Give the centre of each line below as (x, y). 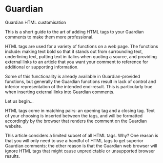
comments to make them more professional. (49, 37)
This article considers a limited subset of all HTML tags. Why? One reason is (82, 135)
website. (14, 126)
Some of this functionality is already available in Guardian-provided (73, 76)
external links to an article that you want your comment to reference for (77, 62)
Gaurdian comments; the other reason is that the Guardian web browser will (81, 146)
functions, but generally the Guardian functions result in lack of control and (81, 81)
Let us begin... (20, 101)
